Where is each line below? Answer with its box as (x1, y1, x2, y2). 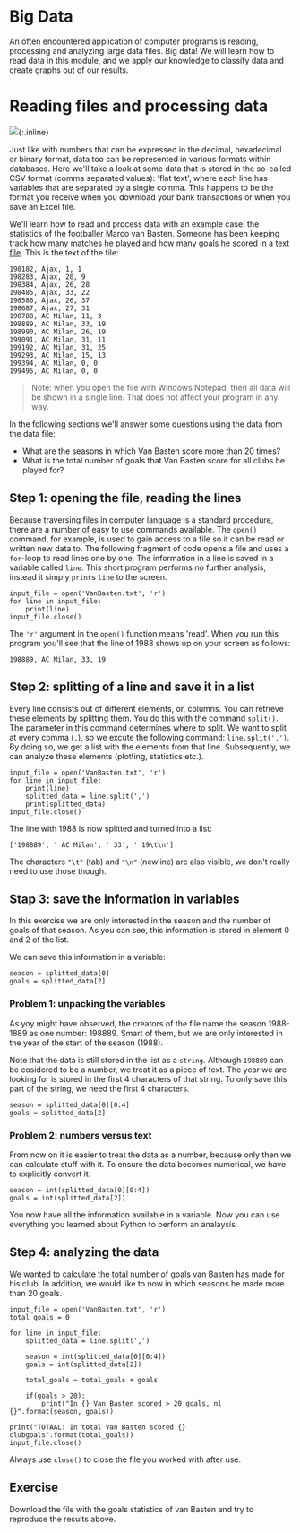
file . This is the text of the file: (9, 247, 119, 257)
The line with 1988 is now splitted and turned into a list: (9, 823, 212, 834)
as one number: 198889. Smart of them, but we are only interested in (29, 1027, 284, 1038)
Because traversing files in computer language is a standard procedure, (9, 514, 274, 525)
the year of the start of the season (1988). (9, 1037, 164, 1048)
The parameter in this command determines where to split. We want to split (9, 722, 287, 732)
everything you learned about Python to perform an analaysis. (9, 1218, 238, 1229)
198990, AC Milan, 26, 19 (9, 327, 106, 336)
